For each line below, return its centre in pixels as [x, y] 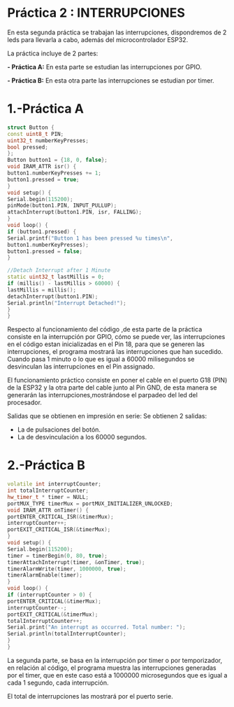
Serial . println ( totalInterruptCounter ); [67, 634]
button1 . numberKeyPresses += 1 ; [54, 173]
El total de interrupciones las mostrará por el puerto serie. [90, 696]
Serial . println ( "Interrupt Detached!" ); [67, 303]
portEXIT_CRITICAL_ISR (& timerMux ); [59, 530]
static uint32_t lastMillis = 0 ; [56, 277]
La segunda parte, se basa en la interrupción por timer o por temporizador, [115, 660]
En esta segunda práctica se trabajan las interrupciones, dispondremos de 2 [117, 32]
